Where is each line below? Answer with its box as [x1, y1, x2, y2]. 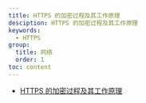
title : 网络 [15, 48, 53, 56]
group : [8, 41, 30, 49]
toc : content [8, 63, 52, 71]
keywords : [8, 26, 41, 34]
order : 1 [15, 56, 45, 64]
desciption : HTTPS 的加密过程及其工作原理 [8, 19, 138, 27]
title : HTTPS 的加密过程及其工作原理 [8, 11, 120, 20]
